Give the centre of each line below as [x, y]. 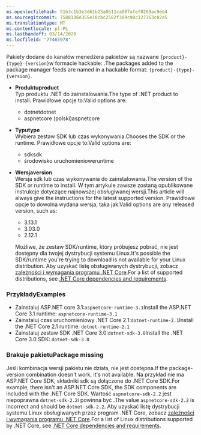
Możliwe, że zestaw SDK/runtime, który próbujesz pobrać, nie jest [97, 247]
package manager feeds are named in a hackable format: [77, 69]
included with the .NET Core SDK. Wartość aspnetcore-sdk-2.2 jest [89, 394]
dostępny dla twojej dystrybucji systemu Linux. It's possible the [93, 253]
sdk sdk [33, 154]
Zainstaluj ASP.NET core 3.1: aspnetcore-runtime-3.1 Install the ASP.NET [103, 308]
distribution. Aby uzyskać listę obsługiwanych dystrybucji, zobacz [96, 266]
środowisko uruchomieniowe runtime [69, 161]
